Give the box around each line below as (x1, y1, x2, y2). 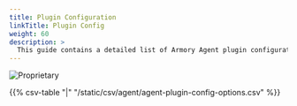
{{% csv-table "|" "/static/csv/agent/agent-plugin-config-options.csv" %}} (9, 87, 281, 98)
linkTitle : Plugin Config (9, 21, 104, 30)
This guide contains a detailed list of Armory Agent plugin (17, 46, 247, 55)
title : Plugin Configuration (9, 12, 117, 22)
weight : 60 (9, 29, 49, 38)
